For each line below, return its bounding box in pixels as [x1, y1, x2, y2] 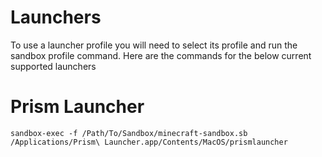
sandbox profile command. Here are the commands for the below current [10, 49, 312, 61]
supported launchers [10, 60, 97, 72]
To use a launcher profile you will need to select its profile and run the [10, 39, 298, 51]
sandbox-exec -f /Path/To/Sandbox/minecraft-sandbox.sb [10, 128, 248, 138]
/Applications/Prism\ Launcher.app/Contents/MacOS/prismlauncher [10, 137, 288, 147]
